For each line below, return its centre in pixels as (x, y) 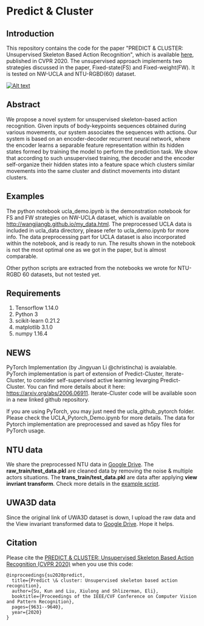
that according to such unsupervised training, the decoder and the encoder (100, 158)
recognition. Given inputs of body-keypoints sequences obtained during (96, 126)
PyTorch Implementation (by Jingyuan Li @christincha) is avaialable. (92, 368)
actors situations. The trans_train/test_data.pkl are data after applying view (102, 477)
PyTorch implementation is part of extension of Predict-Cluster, (85, 374)
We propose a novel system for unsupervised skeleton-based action (92, 119)
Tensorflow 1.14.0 (37, 308)
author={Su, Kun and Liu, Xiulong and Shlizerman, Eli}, (85, 591)
